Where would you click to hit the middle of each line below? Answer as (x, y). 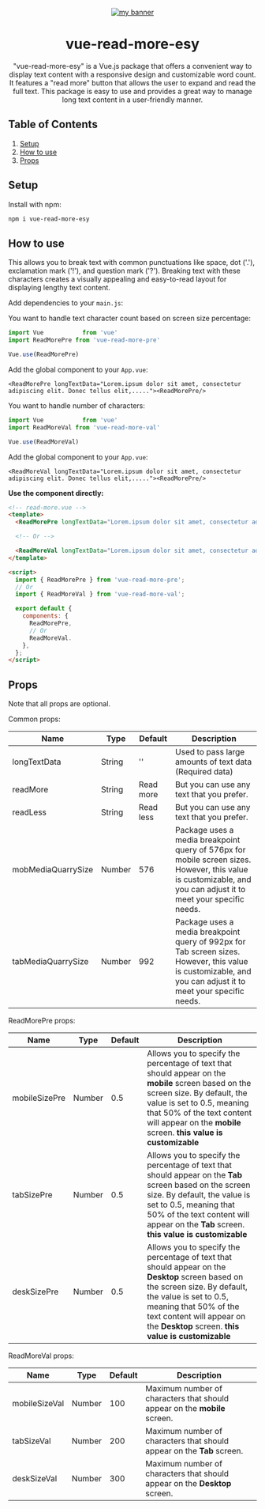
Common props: (34, 719)
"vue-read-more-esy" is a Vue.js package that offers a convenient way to (132, 66)
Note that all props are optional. (60, 704)
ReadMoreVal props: (41, 1356)
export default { (44, 609)
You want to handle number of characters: (77, 405)
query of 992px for (210, 942)
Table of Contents (53, 125)
